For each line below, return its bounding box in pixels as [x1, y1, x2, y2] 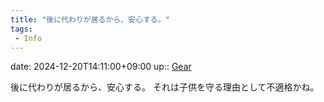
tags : [10, 24, 33, 34]
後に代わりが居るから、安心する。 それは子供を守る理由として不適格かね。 [10, 81, 320, 93]
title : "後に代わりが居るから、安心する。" [10, 14, 170, 25]
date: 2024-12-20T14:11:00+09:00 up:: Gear [10, 61, 192, 73]
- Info [14, 33, 43, 43]
